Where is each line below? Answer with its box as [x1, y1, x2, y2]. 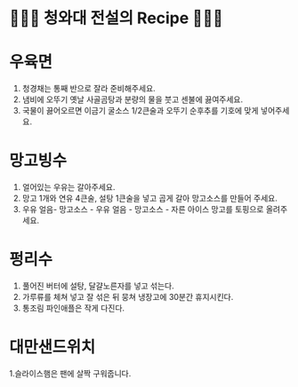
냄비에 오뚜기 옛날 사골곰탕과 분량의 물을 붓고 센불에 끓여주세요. [21, 94, 243, 105]
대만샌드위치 [9, 337, 96, 358]
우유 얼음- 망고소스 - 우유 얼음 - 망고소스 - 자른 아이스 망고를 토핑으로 [21, 204, 264, 215]
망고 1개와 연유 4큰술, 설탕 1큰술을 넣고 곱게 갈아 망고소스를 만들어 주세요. [21, 193, 278, 204]
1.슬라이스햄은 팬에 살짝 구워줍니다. [9, 367, 132, 378]
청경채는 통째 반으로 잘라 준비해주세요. [21, 83, 156, 94]
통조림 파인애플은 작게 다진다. [21, 303, 125, 313]
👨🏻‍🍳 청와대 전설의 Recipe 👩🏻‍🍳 [9, 8, 224, 28]
